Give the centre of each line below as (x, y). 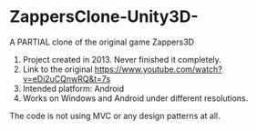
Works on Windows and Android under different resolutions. (135, 98)
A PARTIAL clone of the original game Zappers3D (102, 42)
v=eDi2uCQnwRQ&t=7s (67, 78)
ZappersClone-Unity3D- (104, 17)
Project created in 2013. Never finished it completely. (122, 59)
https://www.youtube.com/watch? (159, 69)
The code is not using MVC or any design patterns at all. (115, 115)
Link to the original (57, 69)
